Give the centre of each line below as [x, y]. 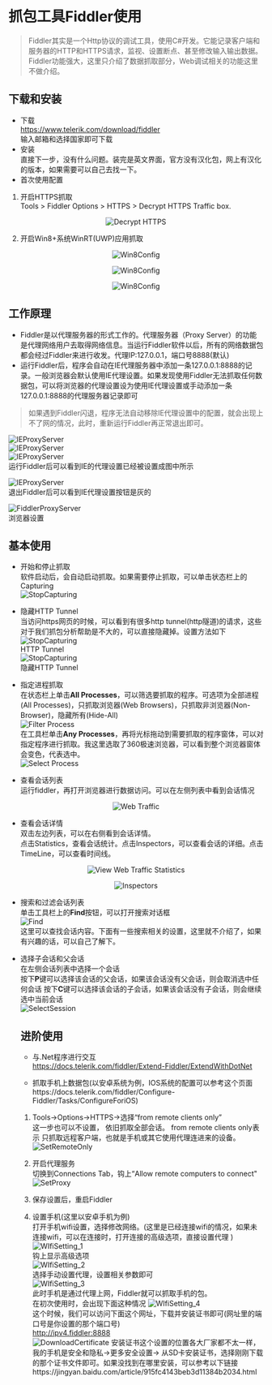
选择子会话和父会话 [52, 959]
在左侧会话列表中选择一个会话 [70, 969]
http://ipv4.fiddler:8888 [71, 1333]
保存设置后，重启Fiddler [72, 1200]
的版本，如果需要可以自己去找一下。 [81, 169]
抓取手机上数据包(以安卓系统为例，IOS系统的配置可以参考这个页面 [142, 1083]
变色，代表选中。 [56, 755]
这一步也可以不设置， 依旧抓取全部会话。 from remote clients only [142, 1128]
